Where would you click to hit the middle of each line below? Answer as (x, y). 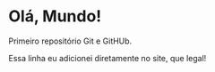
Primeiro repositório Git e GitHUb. (70, 41)
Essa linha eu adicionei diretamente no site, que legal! (107, 58)
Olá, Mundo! (55, 16)
